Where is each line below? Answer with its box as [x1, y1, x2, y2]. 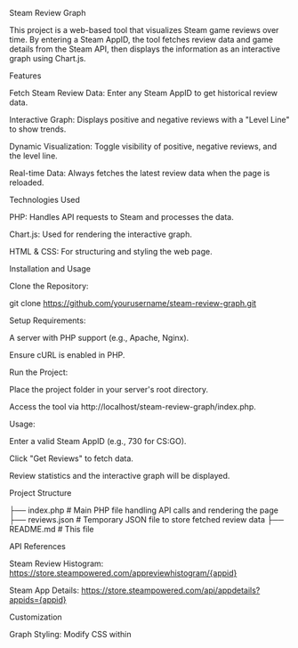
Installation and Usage [9, 263, 92, 274]
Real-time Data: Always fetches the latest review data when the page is [9, 168, 270, 178]
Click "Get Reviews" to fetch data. [9, 453, 133, 464]
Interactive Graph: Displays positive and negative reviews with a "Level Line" [9, 115, 290, 125]
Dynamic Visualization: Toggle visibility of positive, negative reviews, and [9, 142, 278, 151]
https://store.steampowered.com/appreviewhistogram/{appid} [9, 568, 238, 578]
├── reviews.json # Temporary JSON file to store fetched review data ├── [9, 514, 285, 524]
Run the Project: [9, 367, 68, 377]
